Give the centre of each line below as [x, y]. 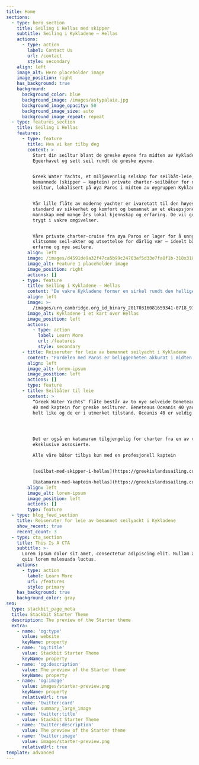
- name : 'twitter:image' [47, 736]
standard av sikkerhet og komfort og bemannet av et [99, 209]
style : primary [46, 587]
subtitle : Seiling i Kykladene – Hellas [67, 34]
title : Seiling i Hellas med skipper [63, 28]
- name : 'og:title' [41, 648]
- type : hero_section [38, 23]
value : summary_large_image [57, 708]
